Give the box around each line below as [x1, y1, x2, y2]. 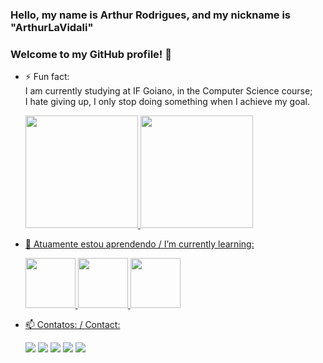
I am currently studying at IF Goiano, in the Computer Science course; [24, 85, 313, 97]
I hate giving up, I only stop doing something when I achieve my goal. [24, 96, 310, 108]
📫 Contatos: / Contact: [24, 319, 121, 331]
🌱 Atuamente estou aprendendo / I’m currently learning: [24, 238, 255, 250]
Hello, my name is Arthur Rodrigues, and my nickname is [10, 8, 292, 22]
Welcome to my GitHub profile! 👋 [10, 47, 172, 61]
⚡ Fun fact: [24, 71, 70, 83]
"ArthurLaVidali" [10, 20, 94, 34]
